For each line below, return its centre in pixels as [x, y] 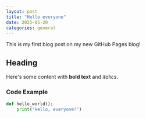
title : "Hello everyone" [36, 17]
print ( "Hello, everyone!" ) [49, 110]
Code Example [27, 92]
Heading [22, 63]
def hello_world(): [30, 104]
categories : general [31, 28]
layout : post [22, 11]
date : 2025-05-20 [27, 22]
